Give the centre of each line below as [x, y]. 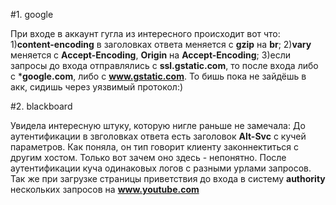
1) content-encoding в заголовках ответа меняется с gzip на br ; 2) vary [161, 44]
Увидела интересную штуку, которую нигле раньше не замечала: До [158, 125]
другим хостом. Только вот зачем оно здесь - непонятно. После [148, 157]
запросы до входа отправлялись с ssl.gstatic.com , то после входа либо [164, 65]
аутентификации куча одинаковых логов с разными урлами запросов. [161, 168]
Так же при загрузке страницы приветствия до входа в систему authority [168, 178]
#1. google [32, 14]
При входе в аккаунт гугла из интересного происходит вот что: [145, 33]
